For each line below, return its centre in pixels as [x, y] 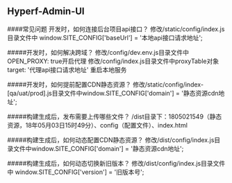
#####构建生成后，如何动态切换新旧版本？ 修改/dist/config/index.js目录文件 [116, 163]
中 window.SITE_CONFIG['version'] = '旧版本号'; [76, 172]
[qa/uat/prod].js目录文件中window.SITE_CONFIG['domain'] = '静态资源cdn [113, 93]
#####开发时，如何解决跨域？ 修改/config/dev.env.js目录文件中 [98, 52]
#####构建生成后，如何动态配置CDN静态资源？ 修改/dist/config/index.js [111, 140]
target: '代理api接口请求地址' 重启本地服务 [67, 69]
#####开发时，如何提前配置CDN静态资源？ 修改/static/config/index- [105, 84]
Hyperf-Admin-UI [46, 11]
